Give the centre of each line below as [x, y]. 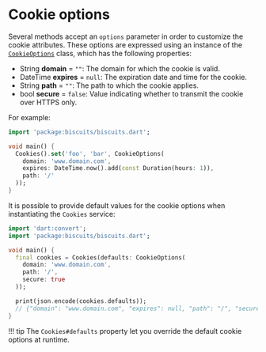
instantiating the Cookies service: [62, 214]
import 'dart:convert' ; [47, 228]
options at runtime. [39, 339]
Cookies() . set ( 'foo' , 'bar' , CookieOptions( [90, 153]
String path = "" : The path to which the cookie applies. [109, 85]
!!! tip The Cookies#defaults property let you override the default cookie [125, 331]
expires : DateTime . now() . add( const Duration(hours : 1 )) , [118, 168]
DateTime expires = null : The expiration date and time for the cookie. [133, 77]
